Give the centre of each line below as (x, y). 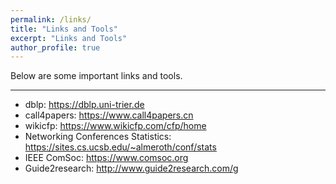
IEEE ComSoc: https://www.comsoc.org (106, 158)
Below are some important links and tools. (96, 76)
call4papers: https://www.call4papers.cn (109, 115)
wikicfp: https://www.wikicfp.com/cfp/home (115, 126)
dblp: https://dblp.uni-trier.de (84, 105)
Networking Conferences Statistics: (98, 137)
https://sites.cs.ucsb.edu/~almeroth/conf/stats (120, 147)
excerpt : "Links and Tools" (69, 38)
